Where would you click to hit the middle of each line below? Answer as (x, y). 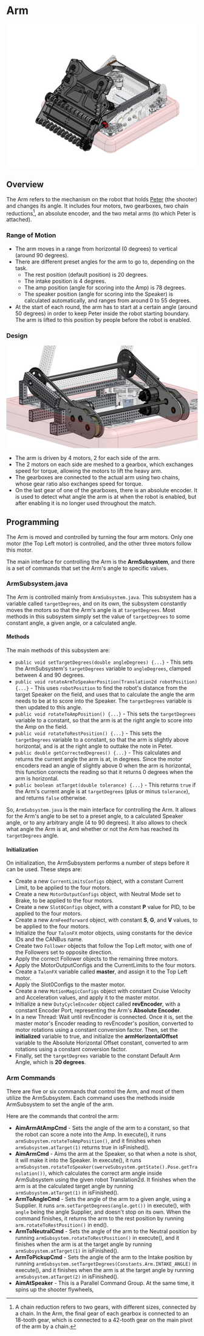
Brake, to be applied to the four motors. (64, 900)
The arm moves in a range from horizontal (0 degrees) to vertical (96, 249)
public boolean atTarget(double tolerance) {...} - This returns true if (105, 785)
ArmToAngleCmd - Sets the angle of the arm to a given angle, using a (103, 1199)
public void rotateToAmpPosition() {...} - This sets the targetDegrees (105, 714)
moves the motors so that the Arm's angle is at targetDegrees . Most (91, 610)
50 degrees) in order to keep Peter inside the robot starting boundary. (102, 313)
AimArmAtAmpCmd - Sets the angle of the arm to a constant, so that (102, 1128)
